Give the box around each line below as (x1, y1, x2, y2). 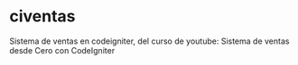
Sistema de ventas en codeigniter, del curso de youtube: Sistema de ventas (9, 36, 290, 46)
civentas (9, 6, 76, 27)
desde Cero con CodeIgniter (9, 45, 116, 55)
